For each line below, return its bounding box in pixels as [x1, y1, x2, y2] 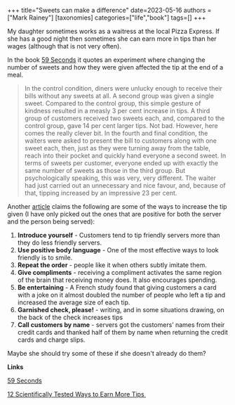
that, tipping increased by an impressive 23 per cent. [24, 189, 177, 197]
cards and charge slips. [17, 335, 86, 344]
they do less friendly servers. [17, 238, 102, 247]
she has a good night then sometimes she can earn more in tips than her [7, 34, 217, 43]
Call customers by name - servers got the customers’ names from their [17, 321, 225, 329]
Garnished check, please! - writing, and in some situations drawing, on [17, 306, 224, 314]
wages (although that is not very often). [7, 42, 121, 50]
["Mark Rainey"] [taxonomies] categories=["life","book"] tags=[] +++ [7, 13, 206, 22]
